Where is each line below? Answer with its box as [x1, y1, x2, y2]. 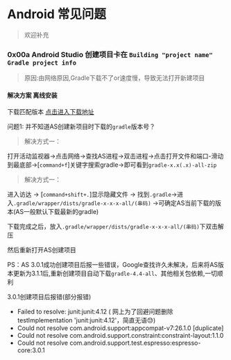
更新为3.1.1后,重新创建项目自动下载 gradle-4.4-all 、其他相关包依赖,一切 [12, 269, 217, 278]
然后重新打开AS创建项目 [7, 246, 76, 254]
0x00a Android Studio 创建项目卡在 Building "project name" [7, 49, 213, 59]
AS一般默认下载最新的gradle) [15, 208, 99, 216]
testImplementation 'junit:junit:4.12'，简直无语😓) [17, 316, 156, 325]
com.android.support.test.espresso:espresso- [69, 338, 201, 347]
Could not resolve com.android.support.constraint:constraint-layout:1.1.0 [17, 332, 224, 340]
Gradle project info [7, 58, 77, 67]
